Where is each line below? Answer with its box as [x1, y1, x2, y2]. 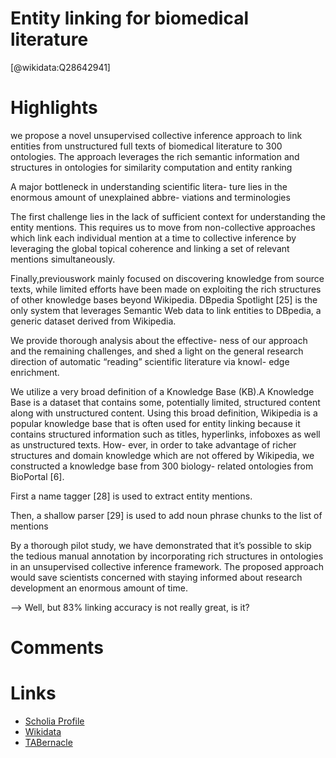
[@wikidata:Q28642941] [10, 61, 111, 73]
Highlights [10, 97, 98, 119]
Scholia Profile [24, 715, 85, 727]
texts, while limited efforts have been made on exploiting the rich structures [10, 283, 322, 295]
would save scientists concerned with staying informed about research [10, 571, 303, 583]
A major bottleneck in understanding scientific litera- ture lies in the [10, 180, 288, 192]
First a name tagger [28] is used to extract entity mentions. [10, 490, 253, 502]
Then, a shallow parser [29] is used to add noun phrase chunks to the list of [10, 509, 323, 521]
